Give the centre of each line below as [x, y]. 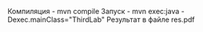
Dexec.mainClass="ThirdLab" [56, 20]
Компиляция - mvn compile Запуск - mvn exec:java [94, 11]
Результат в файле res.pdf [151, 20]
